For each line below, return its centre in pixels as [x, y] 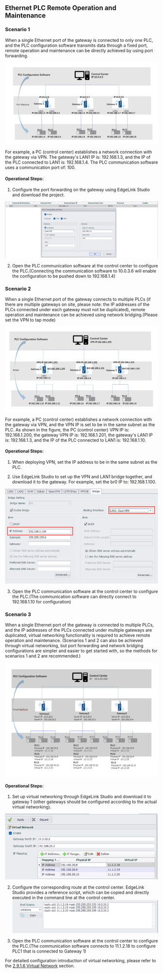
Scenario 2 [18, 289]
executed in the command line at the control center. [64, 898]
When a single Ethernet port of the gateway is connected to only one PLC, [79, 40]
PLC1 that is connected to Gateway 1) [49, 951]
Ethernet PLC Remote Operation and [61, 8]
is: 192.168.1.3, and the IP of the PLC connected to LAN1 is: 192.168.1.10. [76, 440]
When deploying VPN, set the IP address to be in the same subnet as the [85, 462]
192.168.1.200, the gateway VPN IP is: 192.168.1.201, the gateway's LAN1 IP [79, 435]
